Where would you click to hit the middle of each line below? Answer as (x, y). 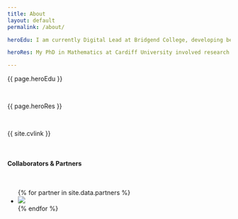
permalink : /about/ (36, 27)
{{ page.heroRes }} (35, 106)
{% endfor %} (38, 208)
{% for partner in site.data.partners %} (74, 193)
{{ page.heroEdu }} (35, 79)
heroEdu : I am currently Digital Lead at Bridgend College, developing (115, 40)
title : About (27, 14)
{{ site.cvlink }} (29, 134)
